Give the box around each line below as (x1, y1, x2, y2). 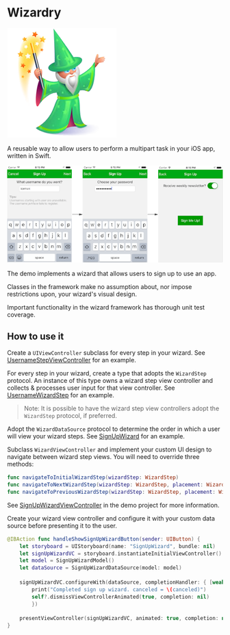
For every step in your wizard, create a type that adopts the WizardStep (7, 369, 207, 377)
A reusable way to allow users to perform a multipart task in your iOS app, (7, 144, 216, 152)
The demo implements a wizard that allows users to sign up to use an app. (7, 269, 217, 278)
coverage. (7, 310, 36, 319)
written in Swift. (7, 151, 51, 160)
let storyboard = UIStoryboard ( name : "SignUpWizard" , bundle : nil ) (19, 543, 216, 549)
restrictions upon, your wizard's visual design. (7, 290, 137, 299)
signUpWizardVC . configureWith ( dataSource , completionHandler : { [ (19, 579, 213, 586)
